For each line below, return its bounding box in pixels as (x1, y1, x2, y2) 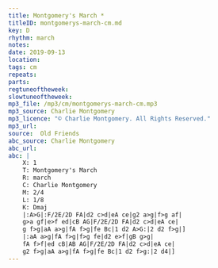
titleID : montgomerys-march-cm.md (8, 19, 123, 27)
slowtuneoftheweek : (8, 93, 73, 101)
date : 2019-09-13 (8, 48, 66, 56)
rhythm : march (8, 33, 55, 42)
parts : (8, 78, 30, 86)
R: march (22, 174, 52, 182)
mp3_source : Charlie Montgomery (8, 108, 115, 116)
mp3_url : (8, 122, 37, 130)
